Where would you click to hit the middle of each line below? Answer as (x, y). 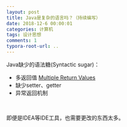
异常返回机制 (31, 93)
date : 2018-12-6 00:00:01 (39, 23)
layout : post (23, 12)
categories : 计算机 (30, 29)
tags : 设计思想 (24, 35)
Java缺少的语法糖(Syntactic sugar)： (53, 64)
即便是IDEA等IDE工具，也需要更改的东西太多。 (65, 118)
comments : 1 (21, 40)
